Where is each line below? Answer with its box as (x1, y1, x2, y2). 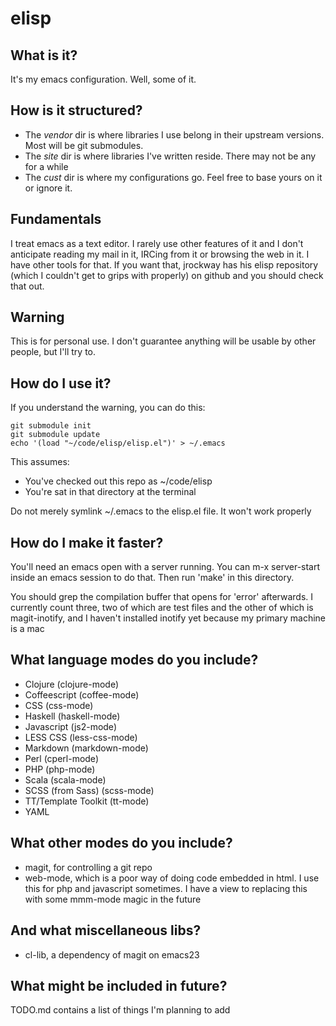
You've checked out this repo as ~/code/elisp (24, 475, 213, 487)
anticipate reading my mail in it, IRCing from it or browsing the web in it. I (10, 248, 310, 260)
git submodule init (10, 421, 92, 431)
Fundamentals (10, 211, 102, 228)
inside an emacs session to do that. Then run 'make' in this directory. (10, 572, 295, 584)
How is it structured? (10, 102, 143, 119)
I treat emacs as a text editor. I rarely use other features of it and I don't (10, 237, 304, 249)
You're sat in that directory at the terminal (24, 486, 197, 498)
